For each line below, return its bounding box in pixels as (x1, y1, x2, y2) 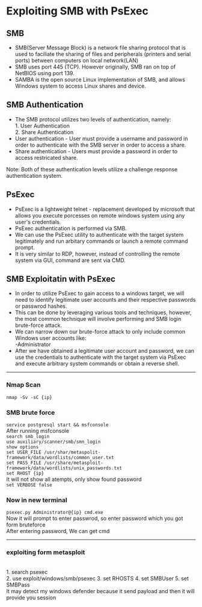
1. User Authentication (14, 122, 70, 129)
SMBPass (6, 581, 30, 588)
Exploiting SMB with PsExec (6, 4, 148, 18)
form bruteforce (6, 521, 46, 528)
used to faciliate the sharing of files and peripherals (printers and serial (14, 50, 191, 58)
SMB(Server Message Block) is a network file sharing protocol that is (14, 44, 186, 51)
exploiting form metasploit (6, 548, 85, 557)
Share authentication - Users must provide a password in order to (14, 147, 178, 154)
